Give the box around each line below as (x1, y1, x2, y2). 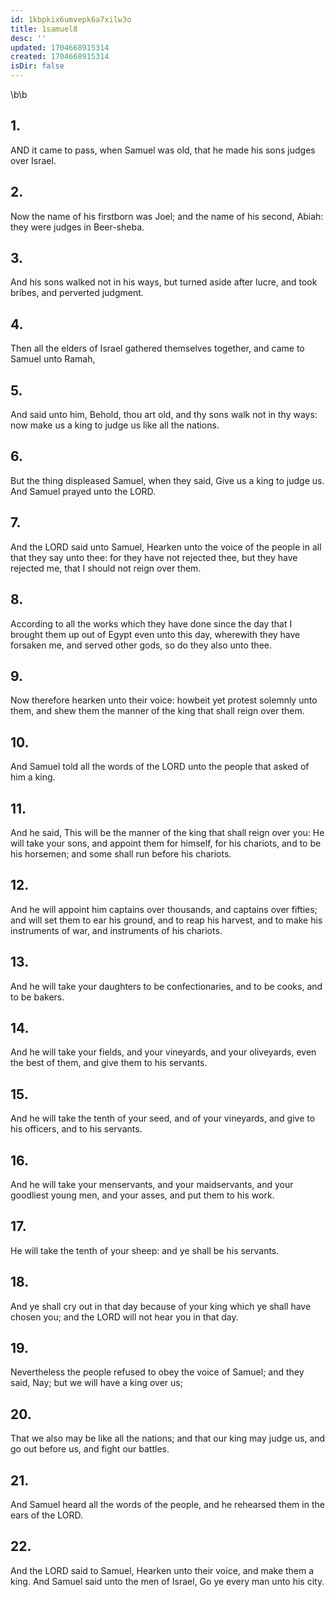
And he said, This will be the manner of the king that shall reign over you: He (10, 826, 325, 838)
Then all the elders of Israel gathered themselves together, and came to (10, 342, 305, 355)
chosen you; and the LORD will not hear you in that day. (10, 1311, 239, 1323)
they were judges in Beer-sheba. (10, 221, 145, 233)
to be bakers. (10, 991, 65, 1003)
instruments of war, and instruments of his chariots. (10, 924, 223, 936)
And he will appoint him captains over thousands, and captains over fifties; (10, 903, 318, 915)
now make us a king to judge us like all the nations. (10, 419, 220, 431)
